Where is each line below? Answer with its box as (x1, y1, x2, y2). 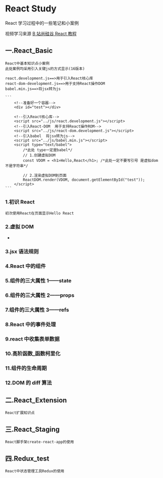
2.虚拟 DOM (5, 223, 34, 230)
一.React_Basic (5, 47, 53, 55)
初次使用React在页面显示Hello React (5, 211, 74, 216)
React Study (5, 3, 57, 14)
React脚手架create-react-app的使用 (5, 440, 74, 445)
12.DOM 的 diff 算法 (5, 379, 52, 386)
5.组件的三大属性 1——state (5, 277, 72, 284)
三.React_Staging (5, 425, 60, 433)
